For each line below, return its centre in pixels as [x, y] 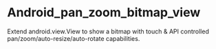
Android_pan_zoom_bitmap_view [104, 13]
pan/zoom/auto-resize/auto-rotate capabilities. [74, 38]
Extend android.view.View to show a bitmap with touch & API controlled [108, 31]
